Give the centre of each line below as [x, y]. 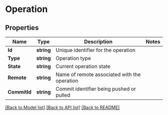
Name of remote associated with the [98, 74]
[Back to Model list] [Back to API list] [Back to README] [62, 107]
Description [98, 42]
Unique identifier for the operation [96, 50]
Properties [22, 28]
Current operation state [83, 66]
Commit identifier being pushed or [96, 89]
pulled [63, 95]
